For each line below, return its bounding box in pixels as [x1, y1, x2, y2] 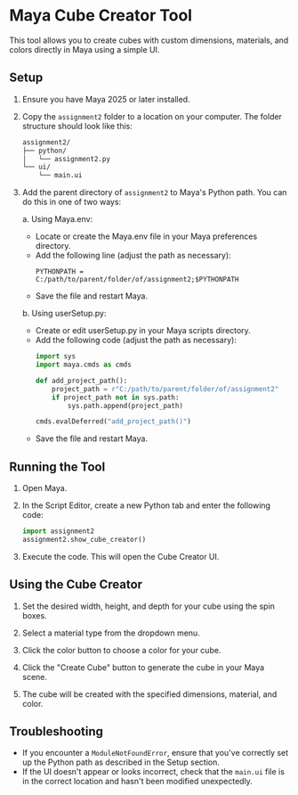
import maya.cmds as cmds [35, 360, 132, 369]
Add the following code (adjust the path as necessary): [35, 335, 238, 346]
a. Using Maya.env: [21, 214, 93, 225]
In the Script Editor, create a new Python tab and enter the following [21, 500, 271, 511]
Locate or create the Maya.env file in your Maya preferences [35, 231, 258, 242]
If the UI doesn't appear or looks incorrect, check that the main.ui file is [21, 766, 285, 777]
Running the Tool [9, 459, 106, 474]
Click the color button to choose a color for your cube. [21, 644, 221, 655]
